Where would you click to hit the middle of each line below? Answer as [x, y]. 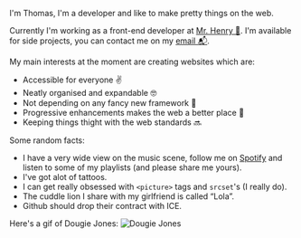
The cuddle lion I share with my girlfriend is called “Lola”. [128, 196]
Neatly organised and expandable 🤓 [89, 93]
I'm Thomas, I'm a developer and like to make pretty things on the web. [141, 13]
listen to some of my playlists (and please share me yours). [132, 167]
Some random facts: [47, 140]
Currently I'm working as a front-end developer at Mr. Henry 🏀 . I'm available [150, 30]
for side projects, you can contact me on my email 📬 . [110, 41]
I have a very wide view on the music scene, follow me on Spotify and [152, 158]
